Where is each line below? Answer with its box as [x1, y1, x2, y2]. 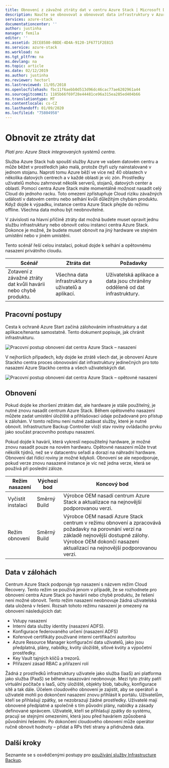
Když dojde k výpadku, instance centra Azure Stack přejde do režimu [5, 201, 149, 207]
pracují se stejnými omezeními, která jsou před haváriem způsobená [5, 713, 146, 719]
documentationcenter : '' [5, 21, 57, 27]
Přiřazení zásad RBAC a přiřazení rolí [12, 661, 89, 667]
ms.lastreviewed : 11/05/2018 [5, 82, 66, 87]
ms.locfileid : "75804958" [5, 110, 59, 116]
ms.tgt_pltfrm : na [5, 54, 44, 59]
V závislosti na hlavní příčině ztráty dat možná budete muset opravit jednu [5, 216, 159, 222]
